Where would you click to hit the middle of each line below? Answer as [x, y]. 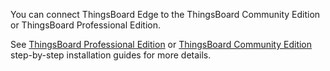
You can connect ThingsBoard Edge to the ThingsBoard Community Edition [165, 14]
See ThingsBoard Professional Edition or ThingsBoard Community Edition [161, 44]
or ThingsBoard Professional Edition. [86, 25]
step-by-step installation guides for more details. [111, 55]
